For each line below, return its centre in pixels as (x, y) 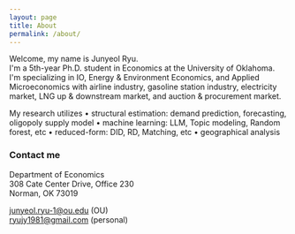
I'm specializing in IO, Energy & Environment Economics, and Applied (134, 78)
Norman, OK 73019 (44, 193)
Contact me (35, 155)
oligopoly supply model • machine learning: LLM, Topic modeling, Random (145, 123)
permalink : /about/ (45, 34)
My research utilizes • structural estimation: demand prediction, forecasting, (148, 113)
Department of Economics (57, 174)
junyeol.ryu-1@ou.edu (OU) (59, 210)
